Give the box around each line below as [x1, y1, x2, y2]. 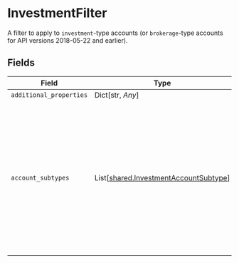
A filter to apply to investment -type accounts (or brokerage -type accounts [7, 29, 223, 37]
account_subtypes [11, 173, 70, 182]
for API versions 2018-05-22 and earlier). [7, 36, 128, 44]
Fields [7, 57, 36, 69]
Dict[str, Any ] [94, 90, 139, 100]
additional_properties [11, 91, 87, 99]
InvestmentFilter [7, 5, 107, 21]
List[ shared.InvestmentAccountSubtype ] [94, 172, 230, 182]
